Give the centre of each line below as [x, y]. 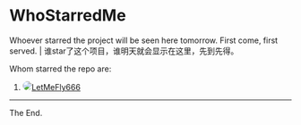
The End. [26, 112]
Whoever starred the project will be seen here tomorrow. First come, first [144, 40]
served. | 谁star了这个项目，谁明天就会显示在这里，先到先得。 [124, 51]
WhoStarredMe [68, 16]
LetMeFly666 [56, 87]
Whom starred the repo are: [60, 69]
